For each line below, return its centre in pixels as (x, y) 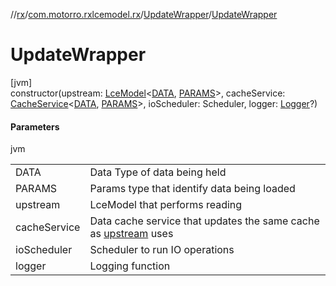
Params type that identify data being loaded (192, 189)
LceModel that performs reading (166, 205)
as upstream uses (131, 234)
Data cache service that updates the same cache (204, 221)
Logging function (130, 266)
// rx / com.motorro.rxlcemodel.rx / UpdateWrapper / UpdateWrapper (144, 14)
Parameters (35, 126)
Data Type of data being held (158, 172)
